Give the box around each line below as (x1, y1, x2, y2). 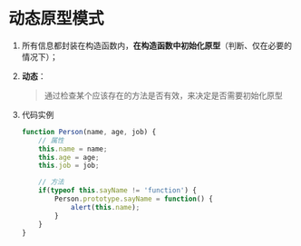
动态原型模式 (8, 8, 105, 29)
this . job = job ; (38, 161, 100, 171)
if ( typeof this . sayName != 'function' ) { (38, 186, 197, 195)
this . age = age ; (38, 153, 100, 162)
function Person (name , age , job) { (21, 127, 157, 136)
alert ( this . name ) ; (70, 202, 141, 212)
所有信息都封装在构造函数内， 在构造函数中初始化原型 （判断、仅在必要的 (21, 40, 292, 51)
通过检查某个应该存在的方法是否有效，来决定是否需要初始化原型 (44, 90, 283, 101)
